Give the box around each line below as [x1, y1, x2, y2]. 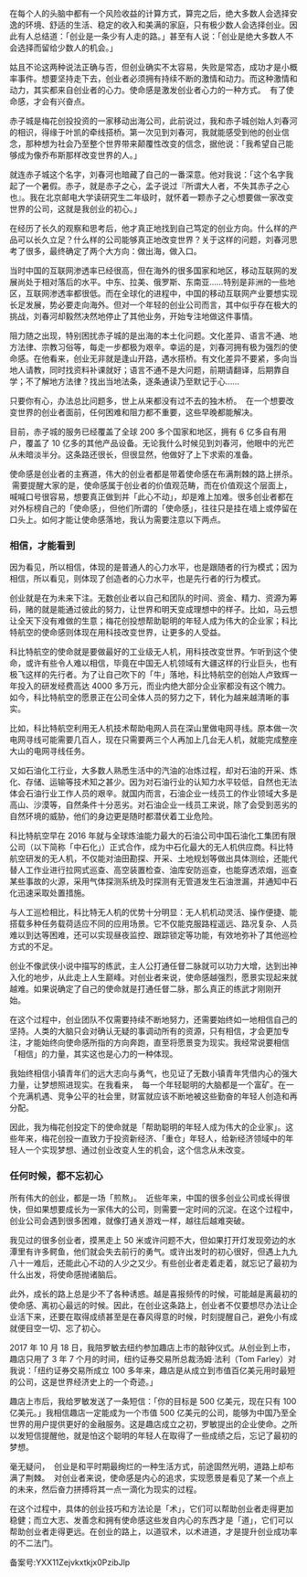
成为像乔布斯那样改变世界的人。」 [16, 150, 142, 160]
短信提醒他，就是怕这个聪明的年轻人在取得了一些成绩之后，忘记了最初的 [25, 1430, 298, 1441]
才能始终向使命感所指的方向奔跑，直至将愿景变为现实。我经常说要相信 [25, 1037, 290, 1049]
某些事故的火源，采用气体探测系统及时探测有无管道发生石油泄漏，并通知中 [9, 876, 290, 887]
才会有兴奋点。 [33, 96, 90, 107]
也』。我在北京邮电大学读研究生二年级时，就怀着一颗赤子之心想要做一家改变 [9, 192, 294, 203]
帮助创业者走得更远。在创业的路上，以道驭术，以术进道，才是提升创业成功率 [9, 1526, 298, 1537]
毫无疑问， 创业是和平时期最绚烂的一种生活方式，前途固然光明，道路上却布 [9, 1461, 294, 1472]
